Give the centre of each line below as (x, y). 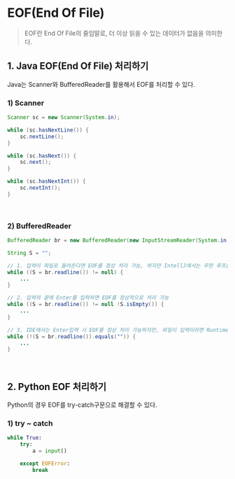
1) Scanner (26, 103)
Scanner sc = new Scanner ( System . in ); (64, 118)
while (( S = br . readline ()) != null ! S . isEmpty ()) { (86, 305)
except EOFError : (45, 464)
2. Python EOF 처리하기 (57, 387)
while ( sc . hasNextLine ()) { (48, 130)
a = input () (50, 451)
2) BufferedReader (40, 225)
